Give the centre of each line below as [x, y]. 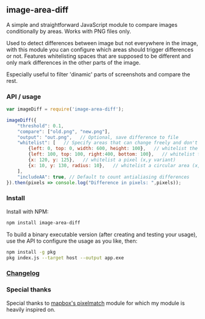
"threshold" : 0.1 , [41, 126]
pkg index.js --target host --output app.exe [65, 258]
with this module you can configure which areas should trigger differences [100, 49]
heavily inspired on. [31, 309]
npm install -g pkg [31, 252]
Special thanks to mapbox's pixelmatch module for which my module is [95, 303]
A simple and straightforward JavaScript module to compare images [92, 24]
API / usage [24, 96]
